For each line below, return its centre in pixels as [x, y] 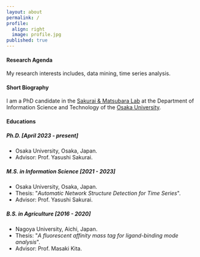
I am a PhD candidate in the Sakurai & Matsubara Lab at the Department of [100, 101]
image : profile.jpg [37, 35]
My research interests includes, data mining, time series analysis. [89, 73]
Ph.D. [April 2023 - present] [42, 136]
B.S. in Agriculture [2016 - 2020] [49, 214]
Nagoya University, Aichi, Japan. [56, 229]
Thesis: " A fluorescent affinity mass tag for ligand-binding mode [97, 235]
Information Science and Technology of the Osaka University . [84, 107]
